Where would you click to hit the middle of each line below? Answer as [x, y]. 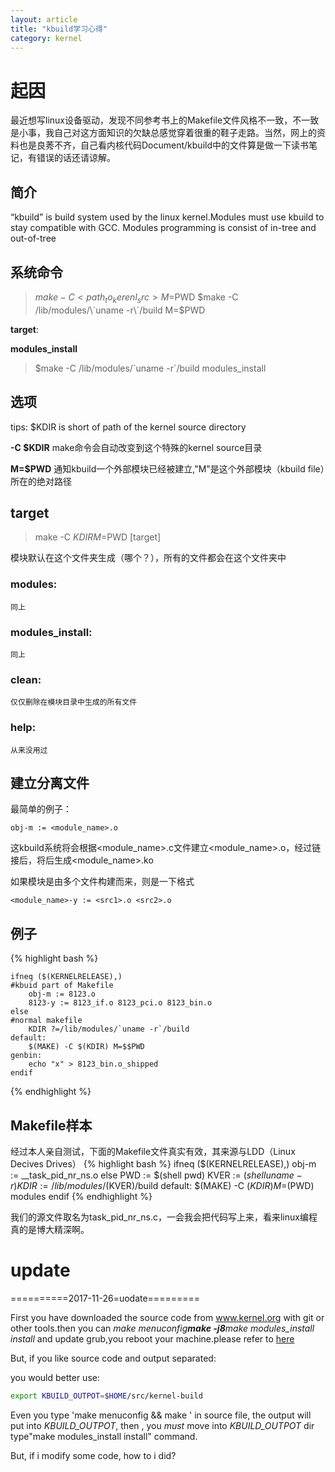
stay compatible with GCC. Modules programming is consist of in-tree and [163, 228]
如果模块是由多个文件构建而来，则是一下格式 [102, 882]
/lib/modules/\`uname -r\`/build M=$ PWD [120, 310]
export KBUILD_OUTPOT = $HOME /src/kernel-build [106, 1396]
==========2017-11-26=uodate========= [105, 1298]
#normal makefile [46, 1021]
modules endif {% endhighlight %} [81, 1196]
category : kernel [46, 38]
